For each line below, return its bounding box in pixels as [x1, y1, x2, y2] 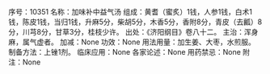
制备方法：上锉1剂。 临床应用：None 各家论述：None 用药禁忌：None [8, 47, 241, 56]
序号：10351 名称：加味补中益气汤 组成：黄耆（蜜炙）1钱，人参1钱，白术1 [8, 7, 253, 16]
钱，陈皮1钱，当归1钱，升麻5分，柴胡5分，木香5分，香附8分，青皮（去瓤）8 [8, 17, 263, 27]
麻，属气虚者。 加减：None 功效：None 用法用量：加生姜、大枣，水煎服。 [8, 37, 256, 47]
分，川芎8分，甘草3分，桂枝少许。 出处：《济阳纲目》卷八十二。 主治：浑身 [8, 27, 259, 36]
